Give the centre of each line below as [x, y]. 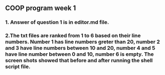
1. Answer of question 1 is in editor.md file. [57, 22]
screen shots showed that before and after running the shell [79, 61]
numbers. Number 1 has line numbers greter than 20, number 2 [82, 42]
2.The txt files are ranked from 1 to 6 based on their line [73, 36]
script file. [18, 67]
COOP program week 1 [41, 8]
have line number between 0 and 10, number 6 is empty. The [80, 54]
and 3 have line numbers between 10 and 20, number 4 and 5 [80, 48]
